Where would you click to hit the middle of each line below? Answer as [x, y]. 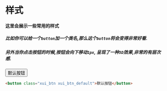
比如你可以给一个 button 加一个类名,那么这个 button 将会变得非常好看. [77, 38]
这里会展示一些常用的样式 [32, 25]
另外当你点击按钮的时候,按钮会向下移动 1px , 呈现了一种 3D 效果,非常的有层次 [83, 52]
